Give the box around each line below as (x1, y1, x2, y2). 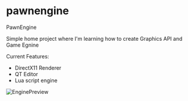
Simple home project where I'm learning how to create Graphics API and (6, 35, 183, 42)
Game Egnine (6, 41, 39, 48)
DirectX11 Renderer (14, 64, 62, 71)
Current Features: (6, 53, 49, 60)
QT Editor (14, 70, 39, 77)
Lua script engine (14, 77, 58, 84)
